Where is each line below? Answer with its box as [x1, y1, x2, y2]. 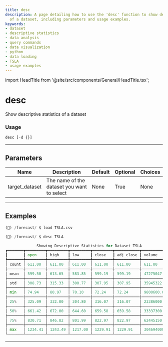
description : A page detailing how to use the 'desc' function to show [5, 12, 157, 17]
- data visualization [5, 45, 50, 50]
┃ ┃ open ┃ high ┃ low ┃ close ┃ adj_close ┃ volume [5, 253, 157, 258]
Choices [140, 168, 160, 176]
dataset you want [46, 184, 87, 191]
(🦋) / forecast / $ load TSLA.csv [5, 225, 72, 230]
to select [46, 190, 67, 197]
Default [91, 168, 110, 176]
